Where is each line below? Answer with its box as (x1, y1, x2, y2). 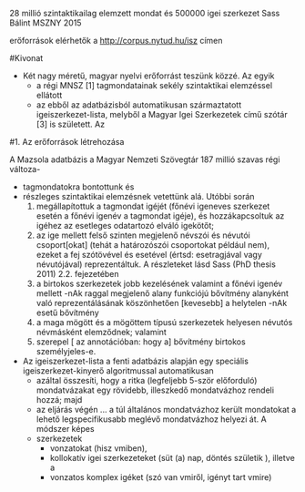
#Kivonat (9, 53, 44, 63)
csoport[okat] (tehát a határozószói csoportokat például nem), (36, 240, 270, 250)
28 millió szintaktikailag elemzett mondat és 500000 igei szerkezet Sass (9, 8, 280, 18)
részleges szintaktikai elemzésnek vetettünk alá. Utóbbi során (22, 191, 255, 201)
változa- (9, 164, 41, 174)
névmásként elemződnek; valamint (36, 327, 167, 337)
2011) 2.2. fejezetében (36, 269, 120, 279)
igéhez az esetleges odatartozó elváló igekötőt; (36, 220, 214, 231)
